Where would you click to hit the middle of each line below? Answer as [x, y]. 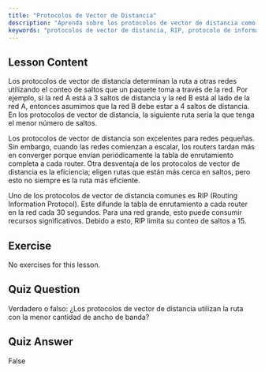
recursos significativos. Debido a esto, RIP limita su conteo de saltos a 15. [127, 221]
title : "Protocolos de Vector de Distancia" [82, 15]
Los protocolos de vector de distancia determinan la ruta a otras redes [123, 81]
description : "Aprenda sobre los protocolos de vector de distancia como [132, 23]
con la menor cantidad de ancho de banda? [79, 317]
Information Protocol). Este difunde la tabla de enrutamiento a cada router [128, 204]
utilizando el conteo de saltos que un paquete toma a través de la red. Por [128, 90]
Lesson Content [48, 62]
